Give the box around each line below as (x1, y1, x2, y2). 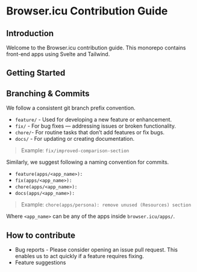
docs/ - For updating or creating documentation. (14, 135, 134, 143)
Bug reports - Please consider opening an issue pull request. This (14, 246, 178, 253)
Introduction (6, 28, 54, 39)
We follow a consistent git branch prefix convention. (6, 104, 136, 112)
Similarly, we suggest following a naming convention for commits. (6, 158, 169, 166)
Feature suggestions (14, 259, 66, 266)
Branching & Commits (6, 88, 90, 99)
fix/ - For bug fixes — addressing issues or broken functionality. (14, 122, 177, 130)
